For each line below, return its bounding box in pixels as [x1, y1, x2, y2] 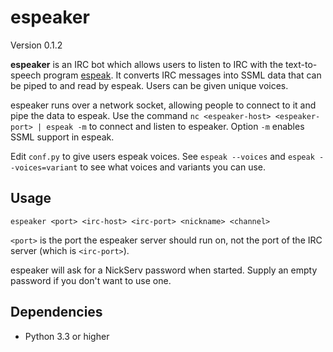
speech [10, 69, 42, 81]
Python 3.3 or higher [24, 330, 110, 342]
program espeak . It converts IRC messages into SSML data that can [43, 69, 322, 81]
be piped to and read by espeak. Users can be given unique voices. [10, 79, 289, 91]
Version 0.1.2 [10, 39, 63, 51]
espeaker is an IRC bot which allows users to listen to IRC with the [10, 58, 284, 70]
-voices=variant [10, 162, 78, 173]
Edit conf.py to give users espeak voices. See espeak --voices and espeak [10, 150, 315, 162]
